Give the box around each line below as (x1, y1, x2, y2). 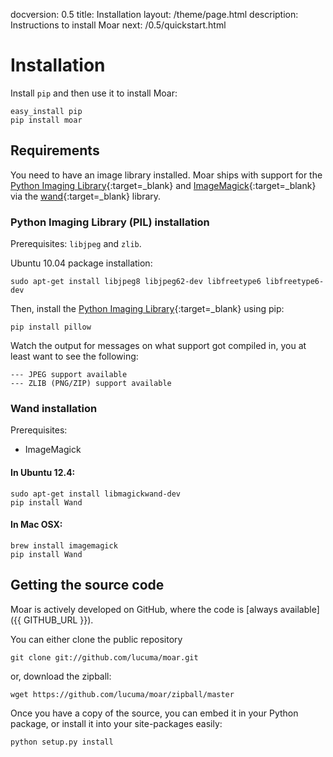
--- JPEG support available (10, 370, 128, 380)
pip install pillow (10, 322, 92, 333)
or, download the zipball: (10, 670, 112, 682)
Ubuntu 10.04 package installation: (10, 257, 153, 269)
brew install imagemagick (10, 540, 118, 551)
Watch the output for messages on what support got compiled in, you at (10, 340, 307, 352)
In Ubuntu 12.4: (10, 466, 76, 478)
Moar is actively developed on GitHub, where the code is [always (10, 603, 278, 615)
